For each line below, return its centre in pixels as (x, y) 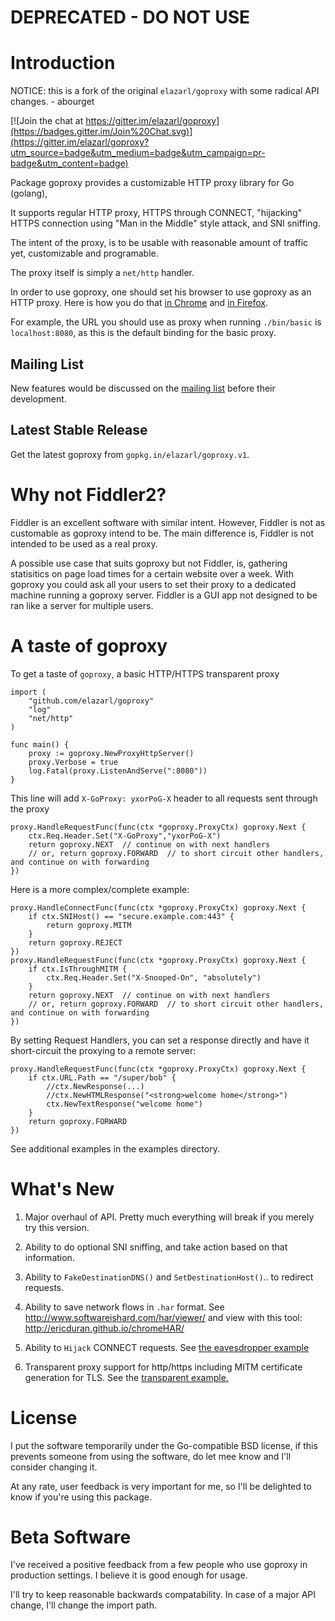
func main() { (40, 744)
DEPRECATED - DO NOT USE (130, 17)
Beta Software (71, 1537)
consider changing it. (54, 1467)
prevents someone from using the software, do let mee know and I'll (151, 1456)
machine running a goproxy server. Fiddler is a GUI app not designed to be (164, 595)
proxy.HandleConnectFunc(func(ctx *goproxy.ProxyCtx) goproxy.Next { (158, 907)
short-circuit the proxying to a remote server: (103, 1050)
